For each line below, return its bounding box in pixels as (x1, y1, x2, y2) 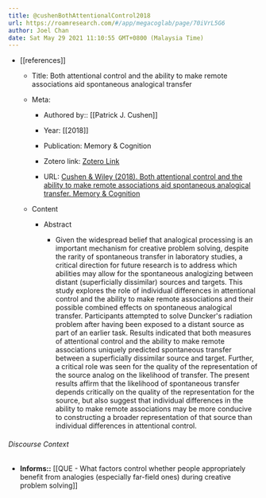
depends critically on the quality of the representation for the (55, 387, 255, 397)
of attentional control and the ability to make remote (55, 337, 225, 346)
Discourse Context (8, 439, 69, 449)
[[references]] (19, 56, 66, 65)
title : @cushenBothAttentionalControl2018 (8, 11, 151, 20)
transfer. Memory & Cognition (43, 189, 141, 199)
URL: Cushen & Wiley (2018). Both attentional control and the (43, 172, 243, 181)
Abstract (43, 220, 72, 229)
